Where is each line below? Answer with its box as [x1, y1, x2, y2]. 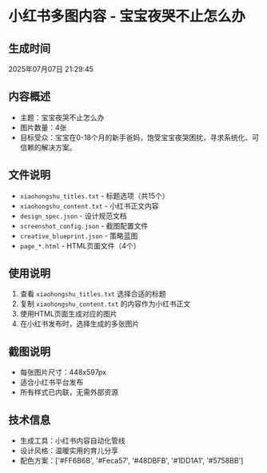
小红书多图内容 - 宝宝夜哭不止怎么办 [8, 7, 246, 26]
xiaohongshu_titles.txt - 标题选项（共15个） [19, 191, 169, 201]
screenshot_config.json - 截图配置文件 [19, 221, 149, 230]
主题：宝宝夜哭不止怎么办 [19, 113, 105, 122]
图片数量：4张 [19, 122, 67, 132]
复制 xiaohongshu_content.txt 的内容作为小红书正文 [19, 299, 191, 308]
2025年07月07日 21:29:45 [8, 65, 94, 74]
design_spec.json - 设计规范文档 [19, 211, 127, 221]
